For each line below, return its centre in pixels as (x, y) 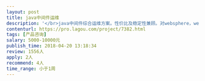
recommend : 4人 (25, 63)
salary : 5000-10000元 (33, 40)
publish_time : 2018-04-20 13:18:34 (52, 46)
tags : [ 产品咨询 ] (27, 35)
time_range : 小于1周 (31, 69)
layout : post (23, 12)
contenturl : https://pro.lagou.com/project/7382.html (76, 29)
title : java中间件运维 (33, 18)
